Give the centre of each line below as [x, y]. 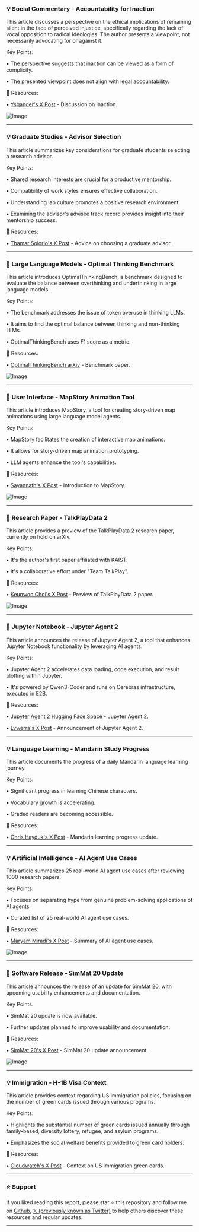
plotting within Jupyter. [34, 675]
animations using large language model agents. [64, 417]
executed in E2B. [27, 693]
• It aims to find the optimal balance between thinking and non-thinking [93, 324]
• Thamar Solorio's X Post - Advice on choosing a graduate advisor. [89, 243]
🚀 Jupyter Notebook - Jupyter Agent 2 [62, 627]
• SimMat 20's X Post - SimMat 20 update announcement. [77, 1050]
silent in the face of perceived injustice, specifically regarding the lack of [95, 28]
